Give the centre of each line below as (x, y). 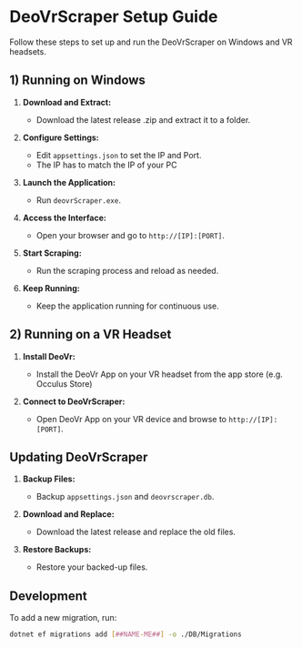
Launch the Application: (69, 182)
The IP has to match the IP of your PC (106, 165)
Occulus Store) (64, 383)
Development (49, 596)
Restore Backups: (57, 550)
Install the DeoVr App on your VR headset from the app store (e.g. (160, 374)
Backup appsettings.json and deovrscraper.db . (125, 497)
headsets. (28, 51)
